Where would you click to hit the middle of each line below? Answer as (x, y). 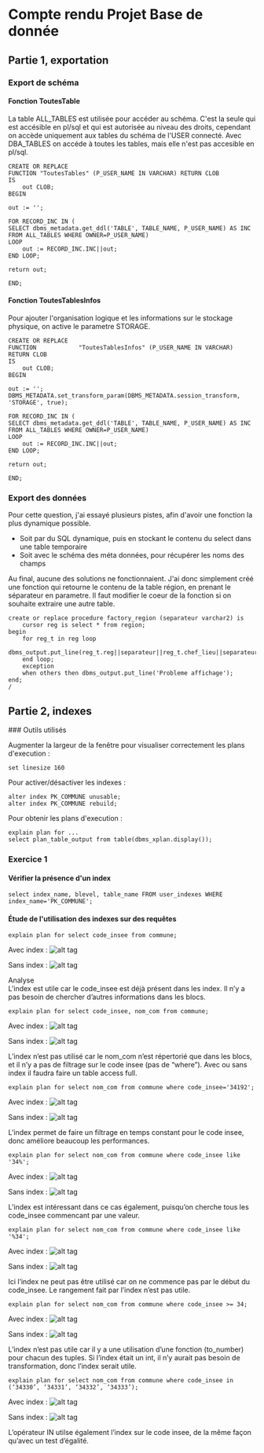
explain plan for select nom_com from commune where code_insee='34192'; (132, 1088)
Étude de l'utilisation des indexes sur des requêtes (92, 919)
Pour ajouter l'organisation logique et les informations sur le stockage (121, 318)
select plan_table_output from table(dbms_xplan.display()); (110, 840)
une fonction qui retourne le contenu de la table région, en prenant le (120, 587)
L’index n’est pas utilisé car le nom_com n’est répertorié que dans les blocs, (130, 1056)
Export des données (48, 498)
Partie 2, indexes (50, 711)
